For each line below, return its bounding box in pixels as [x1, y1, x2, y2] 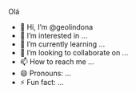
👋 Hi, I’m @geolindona [19, 22, 94, 31]
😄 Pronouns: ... [19, 68, 72, 78]
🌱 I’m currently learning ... [19, 39, 106, 49]
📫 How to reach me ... [19, 57, 94, 67]
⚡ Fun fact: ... [19, 78, 64, 87]
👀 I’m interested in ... [19, 31, 88, 40]
